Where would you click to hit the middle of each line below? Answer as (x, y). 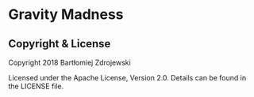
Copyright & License (60, 44)
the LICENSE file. (36, 86)
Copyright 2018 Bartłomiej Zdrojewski (69, 62)
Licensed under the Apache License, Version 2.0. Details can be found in (127, 78)
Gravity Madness (66, 15)
